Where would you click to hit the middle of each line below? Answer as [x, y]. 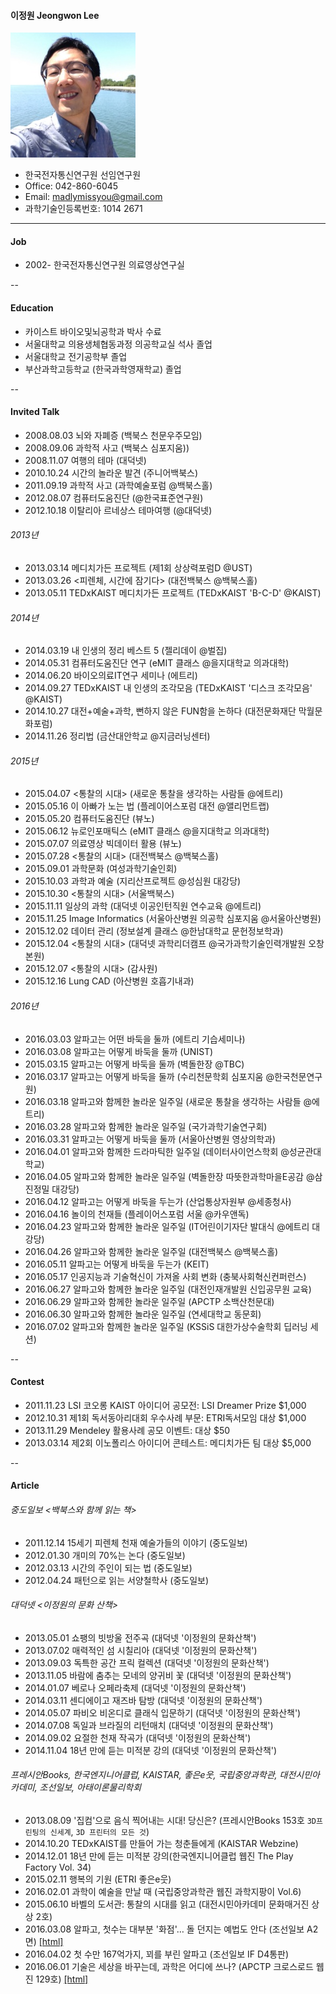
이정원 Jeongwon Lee [55, 15]
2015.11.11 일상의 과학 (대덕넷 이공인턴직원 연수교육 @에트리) [143, 906]
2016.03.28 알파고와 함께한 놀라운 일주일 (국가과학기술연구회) [146, 1126]
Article [25, 1486]
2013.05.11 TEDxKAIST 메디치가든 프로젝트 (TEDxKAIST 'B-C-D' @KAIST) [173, 593]
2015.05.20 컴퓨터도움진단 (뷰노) [89, 819]
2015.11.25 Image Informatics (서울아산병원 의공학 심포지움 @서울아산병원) [173, 919]
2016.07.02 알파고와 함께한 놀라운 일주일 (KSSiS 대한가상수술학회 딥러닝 [166, 1326]
